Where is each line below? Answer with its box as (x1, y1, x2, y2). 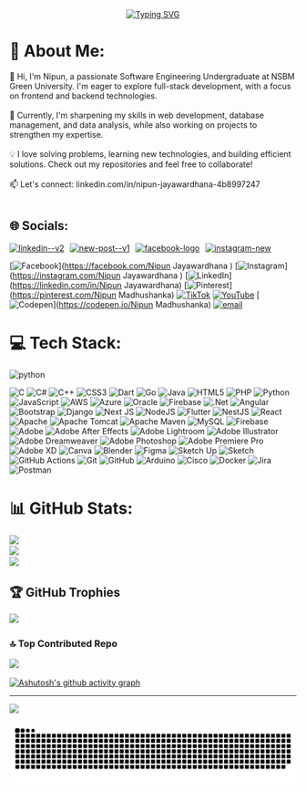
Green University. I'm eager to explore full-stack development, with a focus (9, 80, 291, 91)
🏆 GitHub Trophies (9, 585, 121, 600)
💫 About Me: (9, 41, 106, 62)
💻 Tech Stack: (9, 332, 122, 353)
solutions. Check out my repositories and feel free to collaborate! (9, 159, 253, 170)
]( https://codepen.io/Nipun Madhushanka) (53, 298, 212, 309)
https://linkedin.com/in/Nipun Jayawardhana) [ (12, 279, 188, 290)
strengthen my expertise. (9, 129, 104, 140)
